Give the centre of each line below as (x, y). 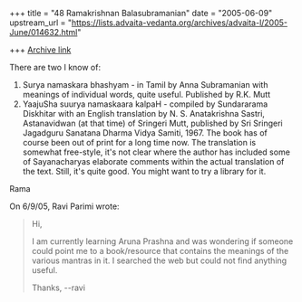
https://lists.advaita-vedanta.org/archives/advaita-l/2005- (180, 23)
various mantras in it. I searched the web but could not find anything (159, 260)
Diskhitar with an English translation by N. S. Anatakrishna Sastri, (144, 113)
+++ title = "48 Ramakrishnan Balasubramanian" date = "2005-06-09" (141, 13)
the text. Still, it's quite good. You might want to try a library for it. (144, 171)
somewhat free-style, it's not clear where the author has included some (156, 152)
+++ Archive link (40, 50)
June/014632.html (44, 32)
